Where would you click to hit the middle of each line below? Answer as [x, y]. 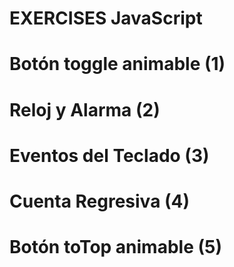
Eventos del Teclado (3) [109, 155]
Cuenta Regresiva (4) [100, 201]
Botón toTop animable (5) [115, 247]
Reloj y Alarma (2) [85, 109]
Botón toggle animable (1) [117, 64]
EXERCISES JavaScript [106, 18]
